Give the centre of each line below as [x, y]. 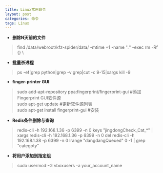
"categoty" [28, 146]
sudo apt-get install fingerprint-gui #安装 [58, 110]
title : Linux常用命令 [26, 10]
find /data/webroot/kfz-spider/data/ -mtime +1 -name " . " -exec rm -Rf [87, 47]
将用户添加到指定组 [31, 156]
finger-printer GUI [31, 82]
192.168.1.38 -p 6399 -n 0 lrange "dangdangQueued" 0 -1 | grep [81, 141]
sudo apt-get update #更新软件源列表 [55, 104]
